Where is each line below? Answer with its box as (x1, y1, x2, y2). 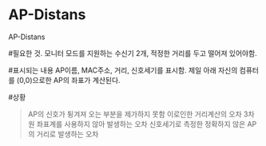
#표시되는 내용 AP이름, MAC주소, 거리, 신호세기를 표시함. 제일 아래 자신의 (8, 65, 238, 75)
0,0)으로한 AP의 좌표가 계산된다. (18, 75, 121, 85)
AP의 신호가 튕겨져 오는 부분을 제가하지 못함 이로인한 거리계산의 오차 (27, 109, 242, 119)
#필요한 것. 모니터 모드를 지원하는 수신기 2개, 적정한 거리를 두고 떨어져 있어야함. (8, 48, 257, 57)
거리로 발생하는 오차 (36, 129, 99, 139)
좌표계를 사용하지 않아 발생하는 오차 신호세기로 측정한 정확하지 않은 (36, 119, 246, 128)
